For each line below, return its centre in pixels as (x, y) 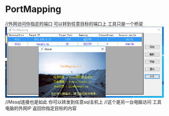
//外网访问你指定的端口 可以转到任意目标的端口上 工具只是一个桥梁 (74, 24)
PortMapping (33, 9)
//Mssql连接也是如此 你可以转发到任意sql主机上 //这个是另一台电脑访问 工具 (83, 102)
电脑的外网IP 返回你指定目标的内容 (41, 108)
